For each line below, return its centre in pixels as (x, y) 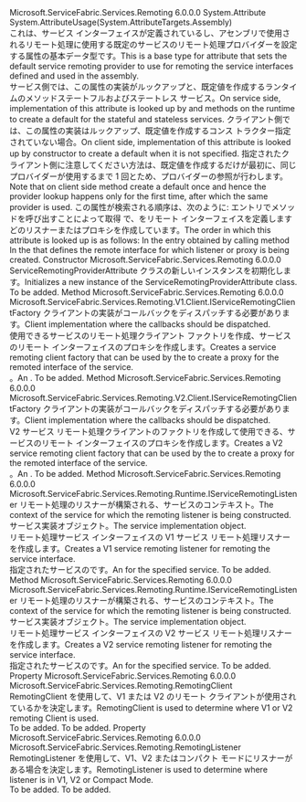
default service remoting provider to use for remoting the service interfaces (152, 66)
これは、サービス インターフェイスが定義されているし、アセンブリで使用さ (150, 33)
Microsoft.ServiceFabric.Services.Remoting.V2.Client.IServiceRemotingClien (153, 398)
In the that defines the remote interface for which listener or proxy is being (149, 250)
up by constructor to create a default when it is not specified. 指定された (146, 153)
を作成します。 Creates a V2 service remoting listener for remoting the (141, 644)
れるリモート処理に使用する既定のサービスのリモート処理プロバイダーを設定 (153, 44)
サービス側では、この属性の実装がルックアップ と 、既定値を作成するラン (145, 87)
